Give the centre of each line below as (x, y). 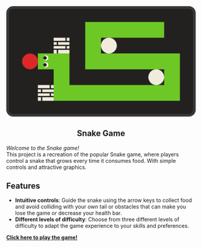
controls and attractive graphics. (47, 167)
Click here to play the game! (42, 237)
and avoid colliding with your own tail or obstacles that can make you (100, 207)
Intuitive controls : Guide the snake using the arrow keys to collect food (103, 200)
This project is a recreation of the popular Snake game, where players (93, 154)
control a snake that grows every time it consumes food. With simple (91, 160)
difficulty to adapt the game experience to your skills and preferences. (102, 226)
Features (23, 186)
